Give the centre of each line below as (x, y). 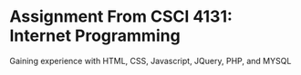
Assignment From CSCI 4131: (121, 17)
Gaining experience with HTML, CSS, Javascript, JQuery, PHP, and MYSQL (150, 61)
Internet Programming (95, 36)
